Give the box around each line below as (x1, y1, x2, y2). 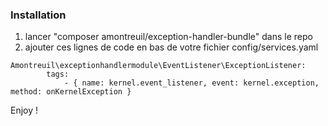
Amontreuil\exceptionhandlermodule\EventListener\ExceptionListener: (10, 61, 307, 71)
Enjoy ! (10, 104, 39, 117)
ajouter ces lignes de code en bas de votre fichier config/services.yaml (24, 41, 319, 53)
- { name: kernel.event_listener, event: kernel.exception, (63, 78, 320, 88)
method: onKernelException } (10, 87, 132, 97)
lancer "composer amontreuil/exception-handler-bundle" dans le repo (24, 31, 313, 43)
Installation (10, 8, 67, 22)
